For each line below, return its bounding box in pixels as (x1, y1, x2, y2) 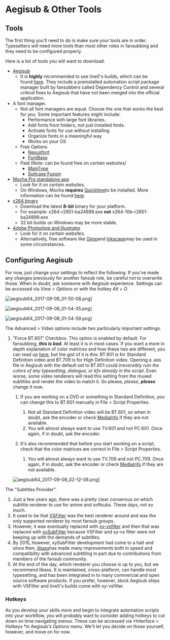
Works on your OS (27, 139, 66, 144)
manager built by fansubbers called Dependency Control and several (20, 84, 164, 90)
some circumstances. (20, 241, 65, 247)
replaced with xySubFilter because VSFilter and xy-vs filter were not (12, 528, 156, 535)
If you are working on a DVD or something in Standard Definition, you (20, 393, 165, 399)
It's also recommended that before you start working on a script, (20, 440, 155, 446)
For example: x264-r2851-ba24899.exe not (20, 209, 112, 215)
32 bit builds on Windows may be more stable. (20, 220, 118, 225)
